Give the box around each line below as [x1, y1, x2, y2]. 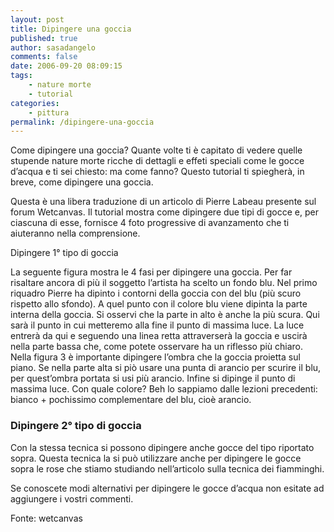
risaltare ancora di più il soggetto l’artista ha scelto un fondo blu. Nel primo [10, 277, 318, 289]
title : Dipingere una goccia [10, 24, 132, 34]
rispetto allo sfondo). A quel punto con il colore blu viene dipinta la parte [10, 298, 308, 310]
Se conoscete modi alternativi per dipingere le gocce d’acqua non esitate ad [10, 482, 325, 494]
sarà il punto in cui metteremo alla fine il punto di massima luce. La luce [10, 319, 305, 331]
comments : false [10, 52, 78, 62]
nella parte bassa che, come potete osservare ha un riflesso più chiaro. [10, 341, 304, 353]
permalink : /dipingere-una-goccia [10, 117, 155, 127]
